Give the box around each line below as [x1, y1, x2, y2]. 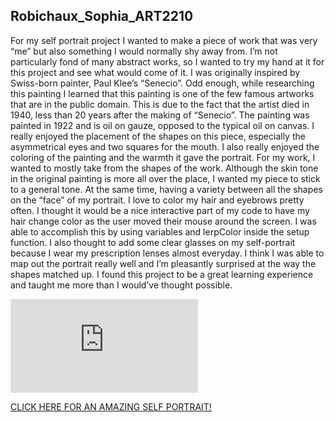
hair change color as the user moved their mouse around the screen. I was [10, 215, 317, 227]
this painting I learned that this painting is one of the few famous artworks [10, 87, 315, 99]
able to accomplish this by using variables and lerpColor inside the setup [10, 225, 310, 238]
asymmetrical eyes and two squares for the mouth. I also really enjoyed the [10, 140, 320, 153]
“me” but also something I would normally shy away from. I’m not [10, 45, 278, 57]
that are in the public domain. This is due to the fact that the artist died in [10, 98, 310, 110]
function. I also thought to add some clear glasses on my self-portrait [10, 236, 296, 248]
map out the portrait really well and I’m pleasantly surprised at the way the [10, 257, 317, 269]
